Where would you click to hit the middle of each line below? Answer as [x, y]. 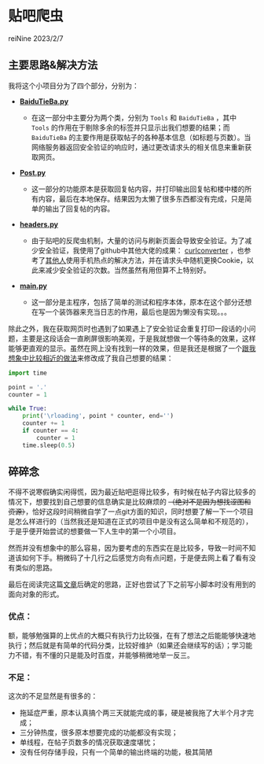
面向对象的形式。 [36, 594]
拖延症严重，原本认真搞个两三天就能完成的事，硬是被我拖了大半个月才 [133, 713]
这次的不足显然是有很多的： [53, 696]
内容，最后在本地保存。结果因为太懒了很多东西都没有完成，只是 [141, 198]
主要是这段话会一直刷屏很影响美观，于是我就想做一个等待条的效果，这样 [139, 338]
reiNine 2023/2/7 [36, 38]
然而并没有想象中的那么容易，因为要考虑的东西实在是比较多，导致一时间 [125, 548]
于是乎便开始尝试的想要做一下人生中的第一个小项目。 [94, 531]
